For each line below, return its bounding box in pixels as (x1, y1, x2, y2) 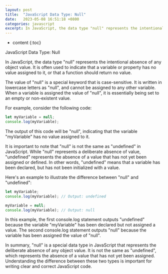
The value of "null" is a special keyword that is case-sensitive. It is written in (5, 79, 162, 85)
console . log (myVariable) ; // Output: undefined (5, 193, 106, 199)
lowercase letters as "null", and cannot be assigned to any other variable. (5, 84, 156, 90)
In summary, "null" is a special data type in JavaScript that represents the (5, 242, 156, 248)
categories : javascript (5, 21, 55, 26)
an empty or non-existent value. (5, 95, 71, 101)
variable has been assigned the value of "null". (5, 232, 101, 238)
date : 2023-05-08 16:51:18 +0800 (5, 16, 79, 21)
